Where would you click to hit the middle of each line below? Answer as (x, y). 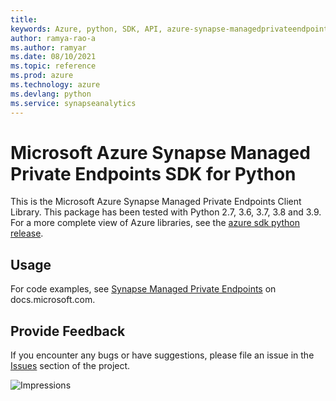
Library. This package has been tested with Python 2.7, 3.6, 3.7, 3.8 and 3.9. (166, 212)
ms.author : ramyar (48, 47)
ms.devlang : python (51, 94)
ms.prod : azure (42, 76)
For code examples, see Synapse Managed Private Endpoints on (143, 289)
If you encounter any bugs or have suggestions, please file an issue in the (162, 355)
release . (27, 233)
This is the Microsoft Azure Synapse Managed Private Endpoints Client (156, 202)
